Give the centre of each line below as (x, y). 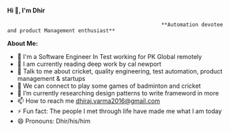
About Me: (23, 44)
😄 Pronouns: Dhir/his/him (54, 121)
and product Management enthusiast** (61, 31)
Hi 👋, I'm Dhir (26, 10)
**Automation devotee (192, 25)
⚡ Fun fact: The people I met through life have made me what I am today (119, 111)
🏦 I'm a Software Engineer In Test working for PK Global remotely (109, 57)
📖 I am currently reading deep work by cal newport (89, 64)
